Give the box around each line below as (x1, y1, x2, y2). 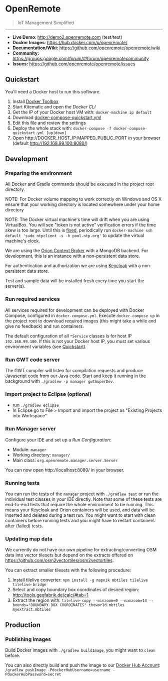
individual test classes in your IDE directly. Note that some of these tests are (5, 496, 162, 502)
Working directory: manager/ (12, 451, 70, 458)
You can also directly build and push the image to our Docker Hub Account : (5, 662, 160, 668)
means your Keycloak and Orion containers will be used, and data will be (5, 507, 155, 513)
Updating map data (5, 535, 52, 542)
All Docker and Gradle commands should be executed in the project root (5, 181, 154, 187)
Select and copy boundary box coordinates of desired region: (12, 587, 139, 593)
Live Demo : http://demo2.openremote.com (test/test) (12, 34, 122, 40)
